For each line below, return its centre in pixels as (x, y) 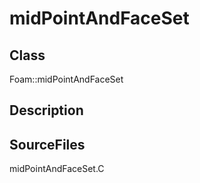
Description (46, 110)
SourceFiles (47, 144)
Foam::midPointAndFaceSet (66, 79)
